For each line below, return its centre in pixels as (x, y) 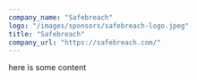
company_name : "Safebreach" (61, 17)
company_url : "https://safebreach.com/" (85, 42)
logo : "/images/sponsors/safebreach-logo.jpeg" (99, 26)
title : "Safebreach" (47, 34)
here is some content (47, 68)
